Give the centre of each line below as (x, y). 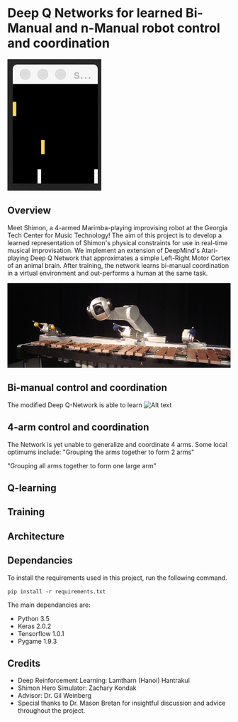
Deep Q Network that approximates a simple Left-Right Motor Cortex (130, 258)
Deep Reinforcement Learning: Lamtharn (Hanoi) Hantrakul (103, 681)
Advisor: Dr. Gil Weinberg (55, 696)
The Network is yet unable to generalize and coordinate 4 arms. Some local (118, 444)
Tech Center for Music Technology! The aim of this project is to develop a (114, 235)
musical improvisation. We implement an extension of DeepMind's (104, 250)
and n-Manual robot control (138, 28)
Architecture (36, 536)
